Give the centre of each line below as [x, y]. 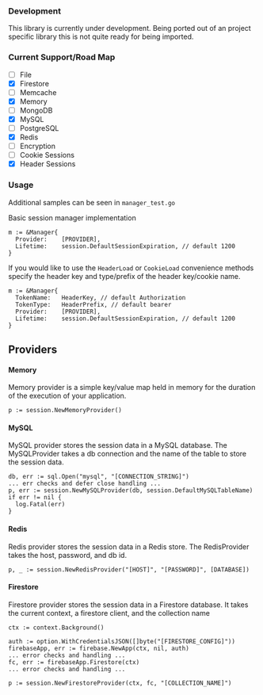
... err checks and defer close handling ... [84, 484]
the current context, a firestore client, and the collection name [109, 613]
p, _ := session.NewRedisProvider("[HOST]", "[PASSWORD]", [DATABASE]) [129, 569]
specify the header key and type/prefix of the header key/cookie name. [124, 276]
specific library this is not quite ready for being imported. [101, 36]
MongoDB [36, 110]
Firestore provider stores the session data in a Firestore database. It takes [128, 605]
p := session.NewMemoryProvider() [65, 411]
